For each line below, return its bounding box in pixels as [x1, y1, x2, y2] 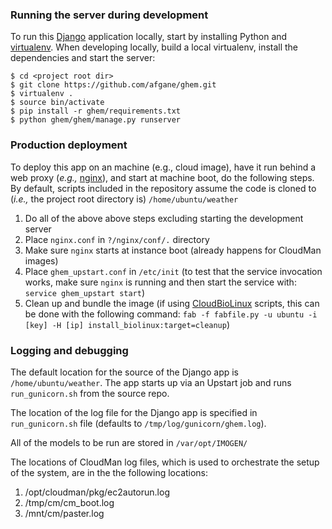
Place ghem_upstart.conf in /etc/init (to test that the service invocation [24, 265, 323, 277]
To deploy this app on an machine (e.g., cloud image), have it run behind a [10, 161, 317, 173]
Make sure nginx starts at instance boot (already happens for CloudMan [24, 244, 322, 256]
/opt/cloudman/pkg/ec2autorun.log [24, 486, 170, 498]
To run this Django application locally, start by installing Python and [10, 31, 288, 43]
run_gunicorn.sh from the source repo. [10, 387, 170, 399]
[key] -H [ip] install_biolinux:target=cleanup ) [24, 318, 231, 330]
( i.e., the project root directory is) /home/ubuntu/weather [10, 193, 239, 205]
